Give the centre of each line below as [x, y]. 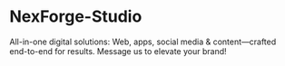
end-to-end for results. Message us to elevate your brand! [118, 51]
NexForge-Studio [76, 17]
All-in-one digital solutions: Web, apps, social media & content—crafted [143, 42]
